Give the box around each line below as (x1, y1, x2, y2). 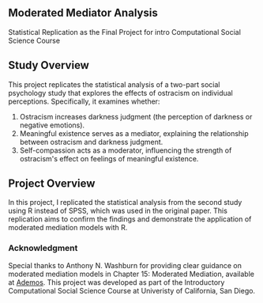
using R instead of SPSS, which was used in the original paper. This (8, 206, 227, 216)
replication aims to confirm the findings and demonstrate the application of (8, 214, 252, 224)
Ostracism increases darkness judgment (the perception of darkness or (19, 112, 253, 121)
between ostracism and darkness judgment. (19, 137, 163, 146)
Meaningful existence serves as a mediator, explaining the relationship (19, 128, 249, 138)
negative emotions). (19, 120, 85, 130)
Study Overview (8, 59, 89, 72)
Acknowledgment (8, 243, 78, 254)
